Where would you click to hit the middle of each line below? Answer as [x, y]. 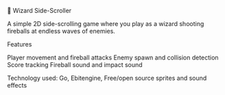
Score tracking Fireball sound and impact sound [75, 65]
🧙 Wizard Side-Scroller [39, 11]
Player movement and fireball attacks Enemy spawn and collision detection [113, 57]
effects [17, 85]
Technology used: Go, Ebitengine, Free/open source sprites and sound [107, 78]
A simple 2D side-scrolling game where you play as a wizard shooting [106, 24]
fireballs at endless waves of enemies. [61, 31]
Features [20, 44]
